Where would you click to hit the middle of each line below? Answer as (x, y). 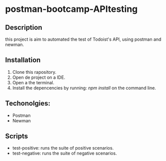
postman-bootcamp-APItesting (72, 9)
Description (24, 27)
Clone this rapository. (34, 72)
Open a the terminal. (33, 82)
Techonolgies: (28, 103)
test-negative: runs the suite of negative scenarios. (65, 153)
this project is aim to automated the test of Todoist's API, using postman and (83, 39)
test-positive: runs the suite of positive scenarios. (63, 148)
